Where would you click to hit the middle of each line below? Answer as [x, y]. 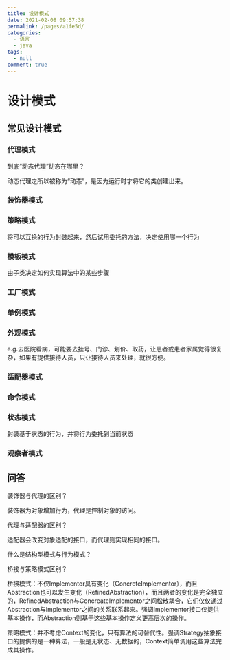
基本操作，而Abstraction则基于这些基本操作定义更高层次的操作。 [99, 618]
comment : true [27, 65]
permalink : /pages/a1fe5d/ [46, 26]
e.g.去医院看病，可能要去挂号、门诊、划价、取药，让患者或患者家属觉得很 [112, 349]
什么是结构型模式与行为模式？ [49, 555]
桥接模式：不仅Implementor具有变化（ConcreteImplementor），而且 [102, 584]
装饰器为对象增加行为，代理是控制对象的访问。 [73, 511]
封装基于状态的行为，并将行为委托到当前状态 [70, 434]
